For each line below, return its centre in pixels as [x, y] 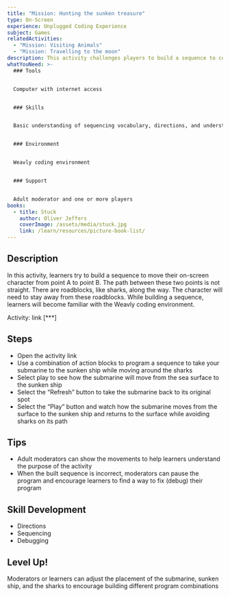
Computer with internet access [58, 89]
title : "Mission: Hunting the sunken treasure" [76, 13]
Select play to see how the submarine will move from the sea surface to [118, 377]
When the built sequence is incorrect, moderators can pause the [108, 474]
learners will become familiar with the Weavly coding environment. [101, 304]
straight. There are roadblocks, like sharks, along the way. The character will [115, 290]
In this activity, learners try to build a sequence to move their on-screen [108, 275]
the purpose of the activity [54, 466]
